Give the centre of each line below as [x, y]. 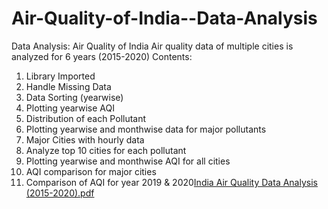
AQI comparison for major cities [91, 171]
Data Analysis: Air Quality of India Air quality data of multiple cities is [152, 46]
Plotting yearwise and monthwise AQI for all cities [128, 161]
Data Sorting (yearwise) [74, 97]
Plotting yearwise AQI [70, 108]
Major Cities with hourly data [85, 139]
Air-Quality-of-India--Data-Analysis [164, 18]
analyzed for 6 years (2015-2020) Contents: [102, 56]
